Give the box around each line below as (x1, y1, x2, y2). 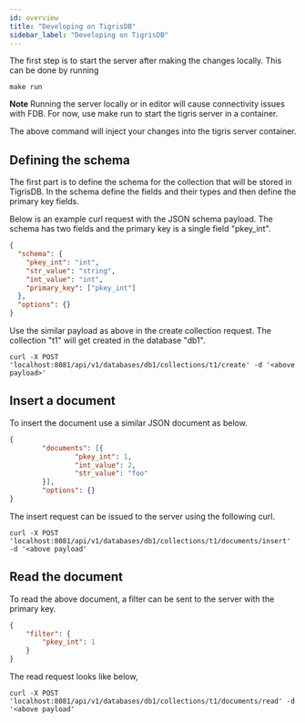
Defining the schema (9, 152, 130, 168)
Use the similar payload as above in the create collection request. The (9, 325, 271, 336)
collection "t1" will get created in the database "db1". (9, 335, 206, 346)
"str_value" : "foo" (74, 469, 148, 479)
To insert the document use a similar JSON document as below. (9, 417, 248, 429)
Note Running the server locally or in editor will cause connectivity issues (9, 98, 285, 109)
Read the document (9, 569, 123, 584)
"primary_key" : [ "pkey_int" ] (25, 284, 137, 293)
